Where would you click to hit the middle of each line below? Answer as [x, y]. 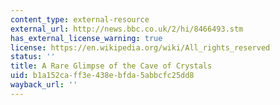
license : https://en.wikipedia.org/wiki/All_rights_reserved [140, 47]
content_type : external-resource [80, 19]
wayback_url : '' [44, 85]
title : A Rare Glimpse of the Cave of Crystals [111, 66]
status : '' [33, 57]
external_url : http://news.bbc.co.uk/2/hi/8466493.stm [127, 29]
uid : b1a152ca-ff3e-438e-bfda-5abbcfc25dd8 [102, 76]
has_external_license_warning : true [86, 38]
